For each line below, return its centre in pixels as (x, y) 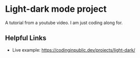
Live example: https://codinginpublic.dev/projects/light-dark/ (74, 50)
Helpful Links (26, 38)
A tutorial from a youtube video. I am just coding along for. (64, 23)
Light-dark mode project (56, 9)
